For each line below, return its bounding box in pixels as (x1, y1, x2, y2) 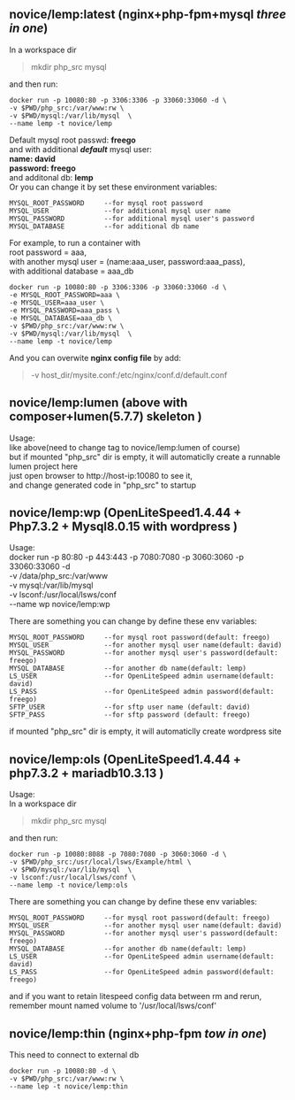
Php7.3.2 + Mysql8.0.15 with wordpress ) (9, 519, 238, 535)
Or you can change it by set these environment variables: (9, 181, 218, 192)
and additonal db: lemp (9, 172, 95, 182)
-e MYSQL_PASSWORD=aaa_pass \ (9, 305, 121, 315)
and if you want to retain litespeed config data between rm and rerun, (9, 991, 262, 1002)
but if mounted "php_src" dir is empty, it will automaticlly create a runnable (9, 451, 281, 462)
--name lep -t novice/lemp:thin (9, 1082, 128, 1091)
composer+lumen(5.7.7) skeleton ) (9, 409, 202, 424)
